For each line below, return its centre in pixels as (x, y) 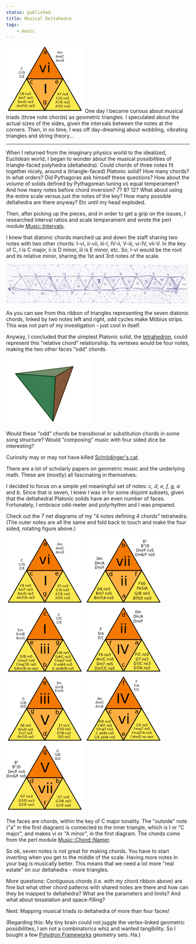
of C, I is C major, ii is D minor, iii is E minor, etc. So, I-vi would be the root (94, 250)
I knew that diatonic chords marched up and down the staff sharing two (92, 237)
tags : (13, 25)
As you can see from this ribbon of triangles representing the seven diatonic (97, 313)
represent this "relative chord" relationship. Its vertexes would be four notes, (98, 343)
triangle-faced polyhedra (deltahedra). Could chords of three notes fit (90, 165)
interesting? (20, 446)
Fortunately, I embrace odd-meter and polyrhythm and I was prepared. (91, 505)
